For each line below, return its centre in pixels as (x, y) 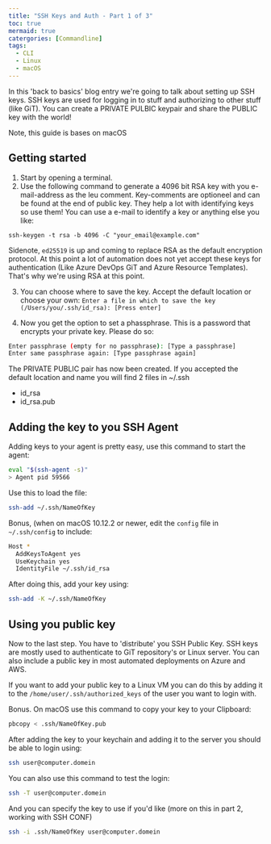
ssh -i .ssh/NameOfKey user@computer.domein (84, 832)
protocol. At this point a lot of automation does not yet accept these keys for (135, 258)
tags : (17, 46)
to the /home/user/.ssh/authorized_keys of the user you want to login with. (132, 693)
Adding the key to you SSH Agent (94, 427)
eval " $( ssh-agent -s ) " (48, 470)
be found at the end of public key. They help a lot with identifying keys (137, 203)
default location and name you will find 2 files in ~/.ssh (99, 378)
